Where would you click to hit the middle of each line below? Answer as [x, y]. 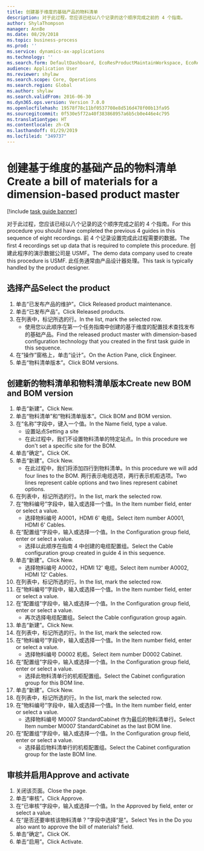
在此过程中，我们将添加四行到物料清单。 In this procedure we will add [111, 468]
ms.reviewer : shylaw [33, 74]
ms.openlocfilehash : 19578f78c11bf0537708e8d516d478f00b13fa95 [88, 108]
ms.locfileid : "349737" [37, 136]
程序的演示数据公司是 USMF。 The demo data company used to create [105, 253]
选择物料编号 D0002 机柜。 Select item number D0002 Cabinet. [103, 655]
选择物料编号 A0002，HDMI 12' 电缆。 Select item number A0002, [107, 568]
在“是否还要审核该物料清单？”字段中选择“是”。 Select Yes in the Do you [104, 820]
